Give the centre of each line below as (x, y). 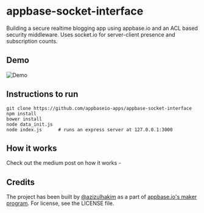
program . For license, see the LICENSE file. (60, 203)
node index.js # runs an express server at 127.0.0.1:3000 (90, 129)
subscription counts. (32, 41)
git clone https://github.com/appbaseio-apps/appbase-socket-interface (99, 108)
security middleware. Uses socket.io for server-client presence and (91, 34)
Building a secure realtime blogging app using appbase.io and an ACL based (102, 28)
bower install (24, 119)
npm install (21, 114)
